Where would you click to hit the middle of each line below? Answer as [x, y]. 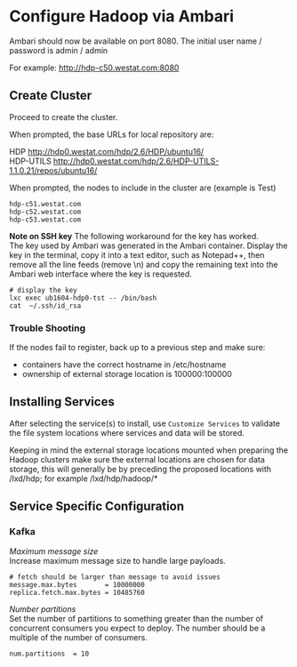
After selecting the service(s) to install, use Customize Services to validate [144, 423]
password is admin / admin [59, 50]
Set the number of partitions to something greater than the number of [136, 618]
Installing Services [62, 402]
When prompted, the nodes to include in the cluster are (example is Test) [143, 188]
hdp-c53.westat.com [45, 220]
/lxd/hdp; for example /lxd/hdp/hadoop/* [84, 478]
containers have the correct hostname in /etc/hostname [124, 365]
